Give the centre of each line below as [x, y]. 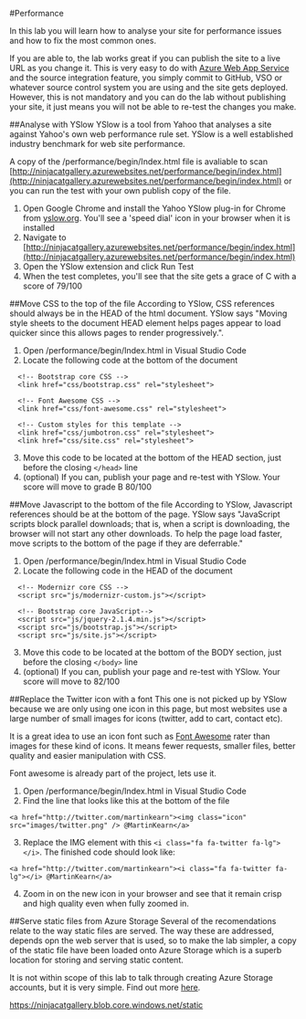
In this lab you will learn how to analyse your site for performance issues [146, 31]
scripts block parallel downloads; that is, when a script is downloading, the [150, 524]
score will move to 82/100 [71, 681]
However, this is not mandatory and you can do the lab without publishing [148, 97]
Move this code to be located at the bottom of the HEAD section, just [152, 457]
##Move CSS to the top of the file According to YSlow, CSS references [142, 304]
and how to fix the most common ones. [83, 41]
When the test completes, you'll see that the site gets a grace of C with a [159, 276]
